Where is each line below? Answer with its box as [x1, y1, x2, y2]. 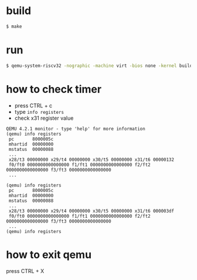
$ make [6, 23, 22, 29]
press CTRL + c [14, 102, 53, 109]
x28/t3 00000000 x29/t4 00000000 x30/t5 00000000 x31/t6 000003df [8, 208, 175, 214]
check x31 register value [14, 114, 74, 122]
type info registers [14, 108, 64, 115]
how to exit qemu [6, 248, 92, 261]
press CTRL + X [6, 267, 45, 274]
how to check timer [6, 82, 101, 96]
